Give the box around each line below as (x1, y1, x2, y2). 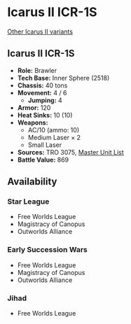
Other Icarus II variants (7, 27, 74, 36)
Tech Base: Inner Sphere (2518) (17, 73, 110, 82)
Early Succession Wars (7, 245, 88, 255)
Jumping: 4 (27, 96, 63, 104)
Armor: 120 (17, 103, 51, 112)
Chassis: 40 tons (17, 81, 68, 90)
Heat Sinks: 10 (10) (17, 111, 73, 119)
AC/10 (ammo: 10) (27, 125, 80, 134)
